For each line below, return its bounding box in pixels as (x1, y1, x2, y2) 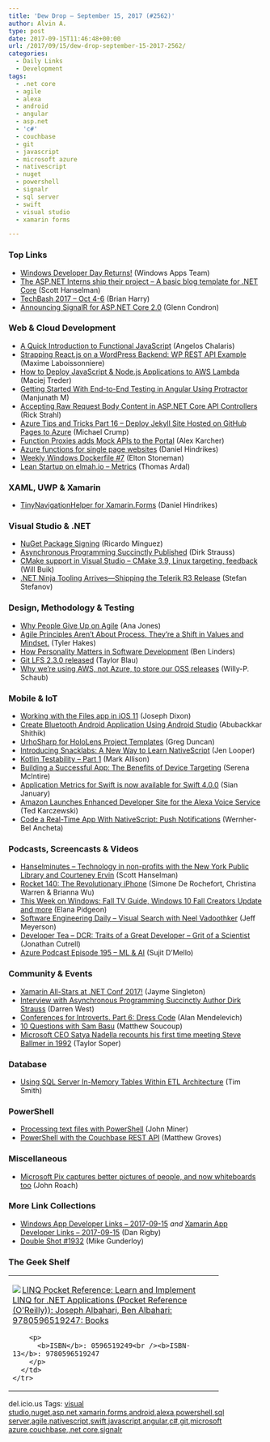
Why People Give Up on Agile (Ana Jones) (19, 620, 162, 630)
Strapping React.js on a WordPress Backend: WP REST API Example (19, 350, 247, 359)
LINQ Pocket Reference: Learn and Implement (22, 1285, 196, 1296)
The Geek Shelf (8, 1256, 70, 1268)
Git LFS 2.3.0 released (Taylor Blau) (19, 654, 139, 665)
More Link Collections (8, 1200, 96, 1212)
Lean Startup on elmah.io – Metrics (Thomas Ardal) (19, 461, 191, 471)
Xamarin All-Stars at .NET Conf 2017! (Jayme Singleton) (19, 986, 206, 996)
